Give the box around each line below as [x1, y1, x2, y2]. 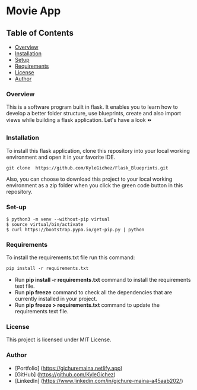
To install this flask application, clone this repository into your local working [6, 147, 190, 154]
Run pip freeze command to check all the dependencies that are [14, 289, 173, 296]
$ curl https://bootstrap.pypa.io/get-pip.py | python [6, 227, 145, 232]
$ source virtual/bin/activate [6, 221, 84, 227]
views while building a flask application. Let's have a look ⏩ [6, 117, 152, 124]
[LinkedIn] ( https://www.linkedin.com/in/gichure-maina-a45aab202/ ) [14, 377, 183, 384]
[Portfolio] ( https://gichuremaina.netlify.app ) [14, 364, 123, 372]
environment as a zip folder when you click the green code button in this [6, 181, 183, 188]
